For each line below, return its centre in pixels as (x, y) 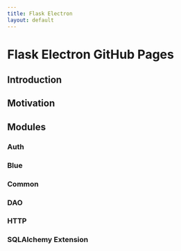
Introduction (35, 80)
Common (23, 184)
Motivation (31, 104)
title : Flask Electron (40, 14)
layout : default (31, 20)
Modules (27, 127)
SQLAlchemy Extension (48, 240)
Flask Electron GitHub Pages (91, 54)
